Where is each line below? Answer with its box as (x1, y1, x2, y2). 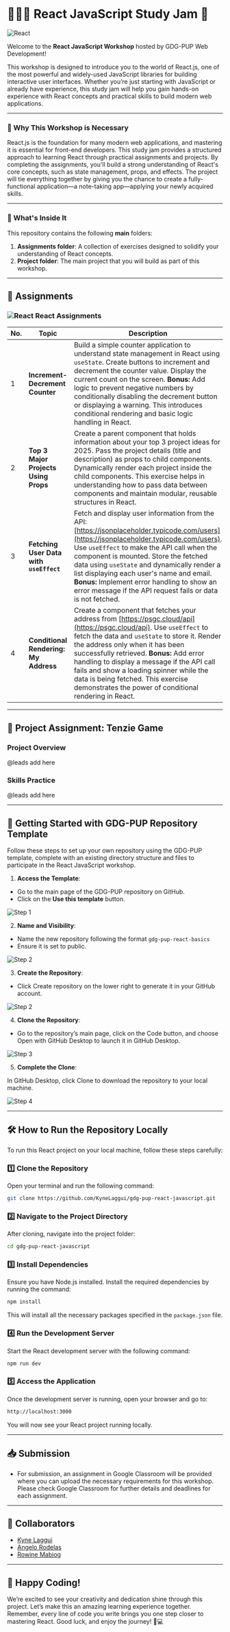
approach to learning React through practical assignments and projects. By (7, 153, 219, 161)
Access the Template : (16, 874, 81, 883)
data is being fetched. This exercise (74, 675, 188, 684)
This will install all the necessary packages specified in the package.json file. (7, 1311, 223, 1319)
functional (7, 182, 36, 191)
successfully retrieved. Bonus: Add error (74, 648, 205, 658)
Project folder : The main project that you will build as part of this (16, 257, 200, 265)
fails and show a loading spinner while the (74, 666, 209, 675)
